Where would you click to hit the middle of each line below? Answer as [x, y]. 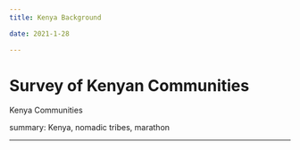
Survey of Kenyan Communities [129, 85]
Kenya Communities [46, 110]
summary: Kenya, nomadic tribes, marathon [90, 128]
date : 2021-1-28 [39, 33]
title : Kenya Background [55, 17]
